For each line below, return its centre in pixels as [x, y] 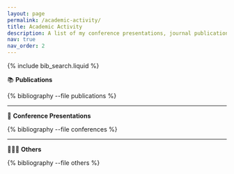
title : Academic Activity [45, 26]
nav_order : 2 [26, 46]
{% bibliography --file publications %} [62, 96]
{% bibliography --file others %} [54, 163]
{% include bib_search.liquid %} [53, 66]
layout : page [26, 14]
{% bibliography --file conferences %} [62, 129]
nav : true [22, 40]
